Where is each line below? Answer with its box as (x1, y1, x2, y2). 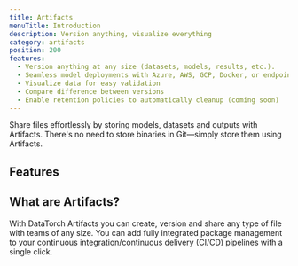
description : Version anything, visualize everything (9, 29, 213, 38)
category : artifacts (9, 37, 86, 47)
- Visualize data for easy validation (17, 79, 161, 88)
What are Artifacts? (9, 194, 120, 209)
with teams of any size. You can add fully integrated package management (9, 227, 283, 238)
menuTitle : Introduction (9, 21, 101, 30)
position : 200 (9, 46, 62, 55)
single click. (9, 246, 53, 257)
